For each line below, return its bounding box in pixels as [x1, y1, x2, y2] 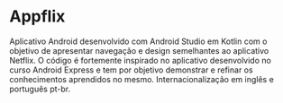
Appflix [9, 6, 66, 27]
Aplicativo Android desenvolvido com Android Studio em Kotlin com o [9, 36, 268, 47]
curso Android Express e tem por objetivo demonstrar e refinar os [9, 64, 254, 75]
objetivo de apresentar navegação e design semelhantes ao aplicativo [9, 45, 269, 56]
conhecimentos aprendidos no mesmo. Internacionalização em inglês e [9, 73, 275, 84]
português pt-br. [9, 83, 70, 94]
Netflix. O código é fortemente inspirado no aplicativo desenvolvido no [9, 55, 272, 65]
